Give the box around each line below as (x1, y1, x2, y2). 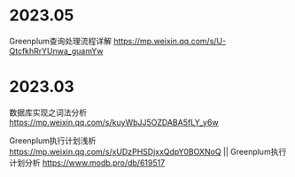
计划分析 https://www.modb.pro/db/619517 (9, 157, 166, 168)
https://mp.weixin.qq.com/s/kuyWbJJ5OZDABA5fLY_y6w (9, 117, 219, 127)
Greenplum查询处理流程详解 (9, 35, 113, 46)
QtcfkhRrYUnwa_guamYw (9, 45, 104, 56)
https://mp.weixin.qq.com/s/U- (113, 35, 227, 46)
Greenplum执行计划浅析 (9, 135, 97, 146)
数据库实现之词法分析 (9, 107, 87, 118)
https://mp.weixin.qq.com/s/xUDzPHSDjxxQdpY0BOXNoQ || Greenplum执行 (9, 146, 287, 157)
